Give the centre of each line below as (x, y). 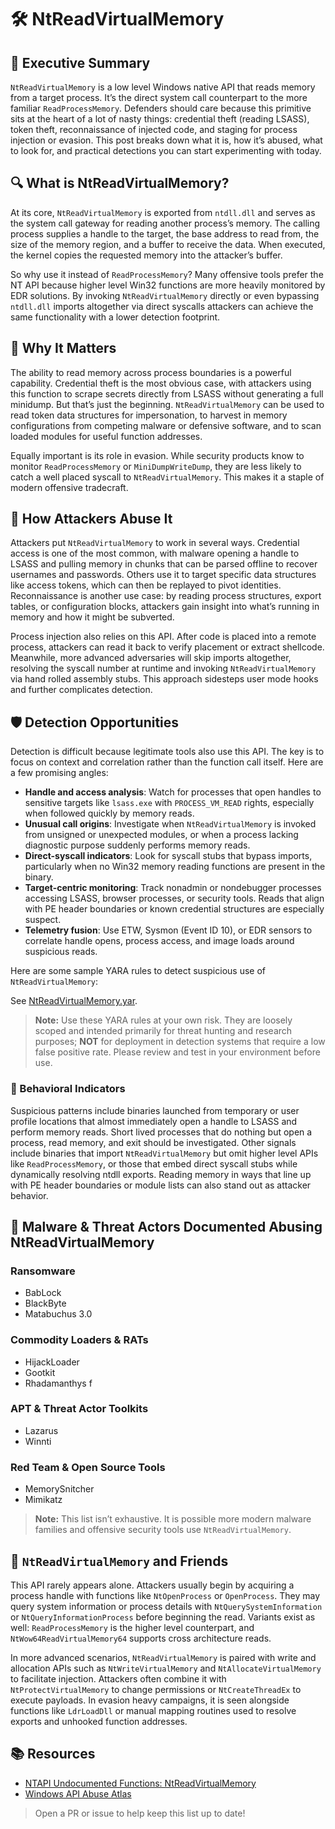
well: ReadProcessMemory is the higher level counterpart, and (132, 1627)
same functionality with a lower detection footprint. (115, 317)
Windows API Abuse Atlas (78, 1793)
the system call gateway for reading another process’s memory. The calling (165, 223)
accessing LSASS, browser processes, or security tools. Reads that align (174, 898)
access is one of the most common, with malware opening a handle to (155, 553)
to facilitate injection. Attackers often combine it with (118, 1678)
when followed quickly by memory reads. (109, 813)
